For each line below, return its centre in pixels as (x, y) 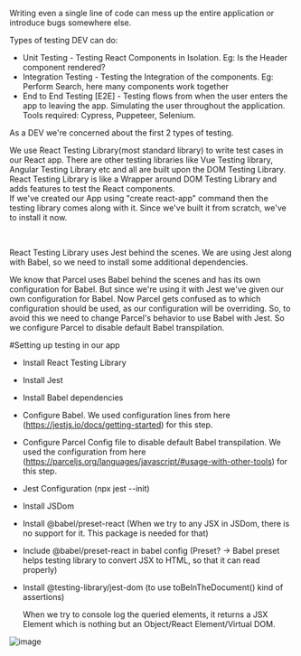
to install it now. (38, 217)
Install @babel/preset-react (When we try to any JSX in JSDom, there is (156, 524)
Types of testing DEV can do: (64, 40)
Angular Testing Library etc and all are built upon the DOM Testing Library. (148, 169)
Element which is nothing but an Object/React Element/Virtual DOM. (149, 624)
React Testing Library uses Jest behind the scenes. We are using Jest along (150, 253)
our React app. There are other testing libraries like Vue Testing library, (141, 160)
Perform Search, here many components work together (125, 86)
